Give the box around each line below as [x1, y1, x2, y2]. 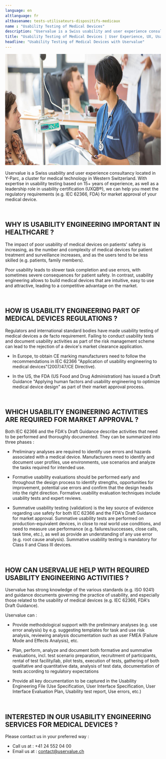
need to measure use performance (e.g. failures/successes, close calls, [12, 526, 158, 532]
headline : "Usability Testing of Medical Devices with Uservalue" [5, 40, 145, 45]
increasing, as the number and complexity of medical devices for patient [5, 246, 153, 253]
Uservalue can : [5, 612, 38, 618]
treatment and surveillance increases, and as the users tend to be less [5, 252, 148, 258]
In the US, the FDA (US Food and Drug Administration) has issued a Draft [12, 373, 161, 379]
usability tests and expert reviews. [12, 495, 83, 501]
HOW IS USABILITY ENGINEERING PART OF [5, 307, 140, 315]
